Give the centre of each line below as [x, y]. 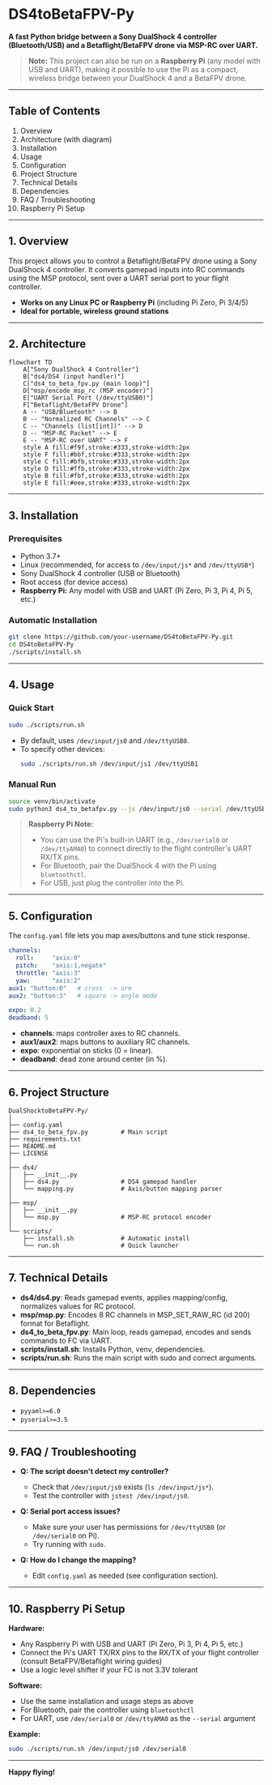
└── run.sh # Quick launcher [101, 1245]
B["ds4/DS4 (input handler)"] [74, 377]
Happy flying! [32, 1772]
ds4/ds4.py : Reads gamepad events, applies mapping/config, [124, 1297]
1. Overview [38, 241]
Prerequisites [35, 538]
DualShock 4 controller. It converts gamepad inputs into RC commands [127, 269]
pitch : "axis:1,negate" [61, 966]
